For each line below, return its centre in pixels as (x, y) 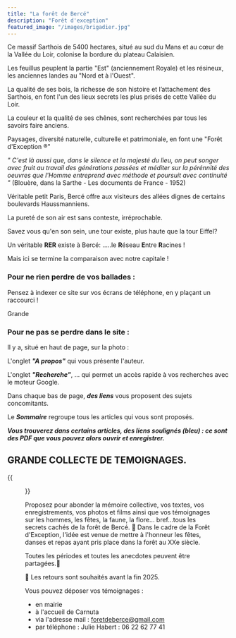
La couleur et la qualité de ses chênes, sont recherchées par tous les (107, 118)
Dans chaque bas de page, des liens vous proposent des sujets (100, 395)
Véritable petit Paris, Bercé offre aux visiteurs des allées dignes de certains (116, 197)
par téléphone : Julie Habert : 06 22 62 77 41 (100, 627)
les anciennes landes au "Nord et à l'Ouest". (71, 76)
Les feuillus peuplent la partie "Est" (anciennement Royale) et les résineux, (116, 68)
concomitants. (28, 403)
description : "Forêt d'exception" (58, 20)
